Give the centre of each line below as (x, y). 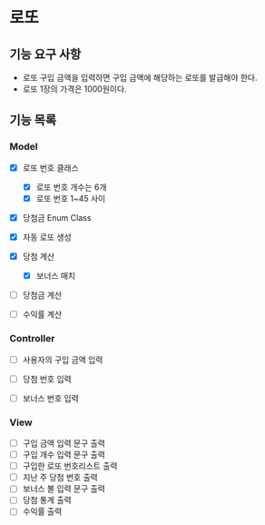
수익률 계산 (42, 314)
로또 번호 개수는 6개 (71, 187)
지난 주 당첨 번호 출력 (60, 478)
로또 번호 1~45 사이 (71, 198)
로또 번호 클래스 (50, 167)
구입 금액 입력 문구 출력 (64, 443)
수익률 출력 (42, 511)
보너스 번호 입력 (50, 398)
